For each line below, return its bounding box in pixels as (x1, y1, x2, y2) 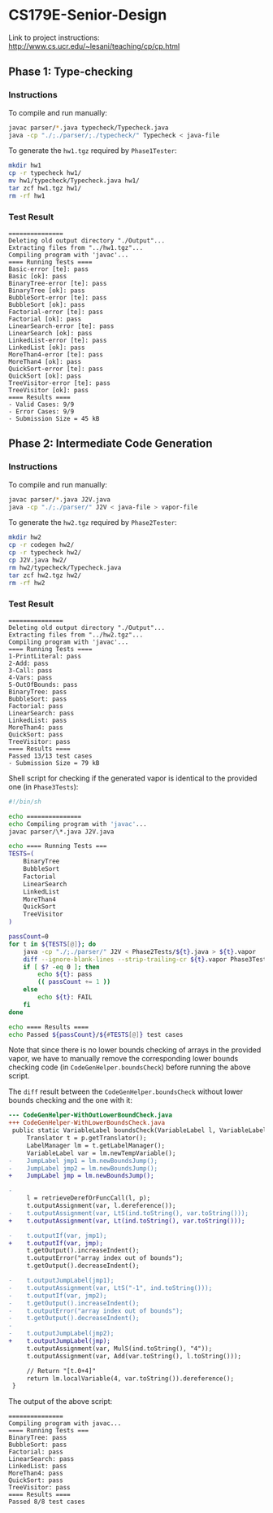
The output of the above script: (8, 1397, 113, 1406)
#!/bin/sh (8, 798, 42, 806)
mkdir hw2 (8, 533, 42, 542)
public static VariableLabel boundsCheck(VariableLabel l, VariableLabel (11, 1126, 267, 1135)
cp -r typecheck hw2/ (8, 549, 82, 557)
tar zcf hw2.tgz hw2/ (8, 571, 82, 579)
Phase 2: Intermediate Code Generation (8, 437, 213, 451)
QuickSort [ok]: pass (8, 372, 82, 380)
